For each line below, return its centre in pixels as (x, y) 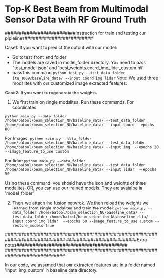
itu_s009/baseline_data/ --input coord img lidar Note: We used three (85, 78)
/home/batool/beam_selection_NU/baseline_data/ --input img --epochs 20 (82, 147)
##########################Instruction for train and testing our (75, 33)
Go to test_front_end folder (39, 57)
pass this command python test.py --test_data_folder (69, 72)
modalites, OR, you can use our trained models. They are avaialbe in (74, 188)
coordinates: (25, 107)
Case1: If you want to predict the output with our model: (61, 47)
